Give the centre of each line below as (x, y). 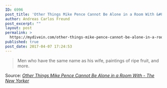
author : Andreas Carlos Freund (38, 19)
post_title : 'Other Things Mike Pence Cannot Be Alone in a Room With (80, 14)
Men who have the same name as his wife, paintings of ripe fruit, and (88, 60)
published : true (22, 42)
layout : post (19, 28)
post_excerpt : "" (23, 23)
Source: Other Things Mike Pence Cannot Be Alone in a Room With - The (80, 75)
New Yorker (17, 81)
